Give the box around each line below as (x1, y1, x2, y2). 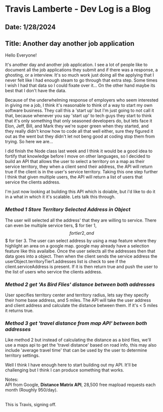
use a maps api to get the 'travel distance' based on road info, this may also (5, 342, 157, 348)
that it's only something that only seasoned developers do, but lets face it (5, 118, 152, 124)
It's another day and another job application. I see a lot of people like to (5, 62, 148, 68)
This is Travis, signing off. (5, 402, 56, 408)
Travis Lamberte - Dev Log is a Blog (5, 3, 151, 15)
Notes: (5, 377, 18, 383)
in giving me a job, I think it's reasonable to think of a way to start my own (5, 103, 153, 108)
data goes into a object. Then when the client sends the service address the (5, 253, 158, 259)
